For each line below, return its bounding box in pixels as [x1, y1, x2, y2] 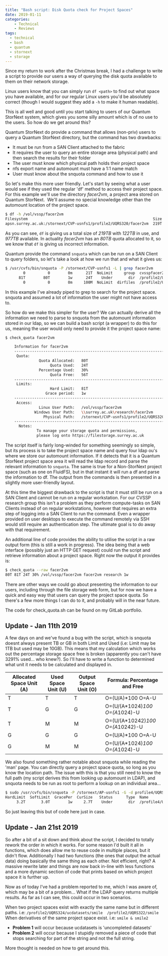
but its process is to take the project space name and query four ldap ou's [5, 447, 157, 453]
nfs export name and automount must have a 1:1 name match [12, 165, 138, 171]
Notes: [18, 423, 32, 429]
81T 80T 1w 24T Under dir [18, 275, 135, 280]
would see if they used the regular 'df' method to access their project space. [5, 186, 163, 192]
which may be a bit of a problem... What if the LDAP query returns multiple [5, 889, 158, 895]
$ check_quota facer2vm [5, 335, 55, 340]
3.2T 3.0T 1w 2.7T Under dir [16, 800, 135, 805]
